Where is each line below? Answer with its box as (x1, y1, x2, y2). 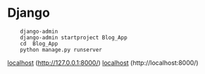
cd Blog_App (20, 40, 58, 47)
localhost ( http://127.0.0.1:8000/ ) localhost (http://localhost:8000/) (7, 58, 199, 67)
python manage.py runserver (20, 46, 102, 53)
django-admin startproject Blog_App (20, 34, 128, 41)
